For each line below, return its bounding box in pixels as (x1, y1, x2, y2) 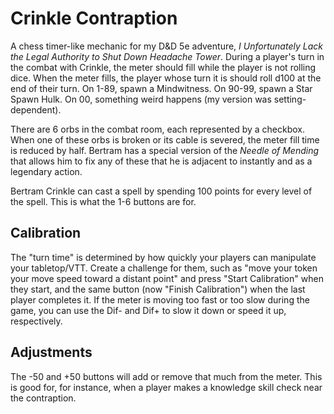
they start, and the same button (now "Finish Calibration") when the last (10, 283, 306, 295)
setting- (273, 93, 307, 105)
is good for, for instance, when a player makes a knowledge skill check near (10, 381, 323, 393)
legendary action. (10, 165, 83, 177)
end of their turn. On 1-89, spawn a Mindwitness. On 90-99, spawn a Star (10, 82, 313, 94)
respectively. (10, 315, 63, 327)
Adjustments (10, 344, 93, 361)
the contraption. (10, 392, 77, 404)
